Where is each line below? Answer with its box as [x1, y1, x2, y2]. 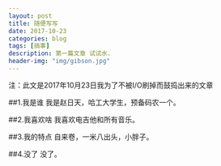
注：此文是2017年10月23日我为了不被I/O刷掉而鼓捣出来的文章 [8, 80, 214, 90]
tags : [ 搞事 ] [8, 42, 50, 50]
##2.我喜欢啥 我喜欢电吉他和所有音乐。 [8, 114, 140, 124]
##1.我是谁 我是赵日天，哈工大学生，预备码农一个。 [8, 97, 181, 107]
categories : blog [8, 34, 67, 43]
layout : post [8, 11, 53, 20]
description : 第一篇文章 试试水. [8, 49, 112, 57]
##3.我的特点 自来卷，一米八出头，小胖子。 [8, 131, 154, 142]
